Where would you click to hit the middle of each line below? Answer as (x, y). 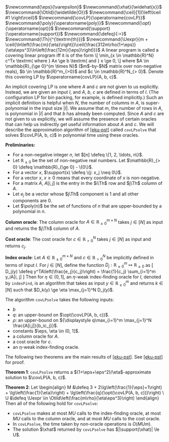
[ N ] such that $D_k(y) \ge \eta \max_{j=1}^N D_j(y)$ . (60, 290)
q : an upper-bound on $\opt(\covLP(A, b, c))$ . (61, 314)
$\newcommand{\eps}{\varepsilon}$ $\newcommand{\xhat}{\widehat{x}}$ (83, 7)
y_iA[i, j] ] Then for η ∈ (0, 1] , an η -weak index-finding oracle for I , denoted (83, 277)
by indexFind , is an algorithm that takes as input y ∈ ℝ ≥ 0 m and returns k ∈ (84, 283)
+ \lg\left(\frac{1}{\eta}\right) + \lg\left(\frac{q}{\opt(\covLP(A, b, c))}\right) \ (85, 392)
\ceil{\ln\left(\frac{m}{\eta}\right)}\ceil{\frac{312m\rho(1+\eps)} (71, 45)
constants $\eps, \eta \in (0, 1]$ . (46, 331)
